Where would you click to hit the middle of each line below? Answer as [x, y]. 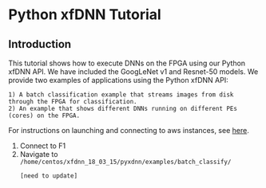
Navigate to [39, 154]
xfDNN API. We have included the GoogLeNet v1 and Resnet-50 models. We [133, 72]
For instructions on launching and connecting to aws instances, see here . [129, 130]
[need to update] [49, 176]
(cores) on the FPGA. [44, 116]
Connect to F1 [43, 146]
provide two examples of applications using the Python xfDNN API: [119, 80]
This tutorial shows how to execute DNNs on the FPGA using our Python [127, 63]
